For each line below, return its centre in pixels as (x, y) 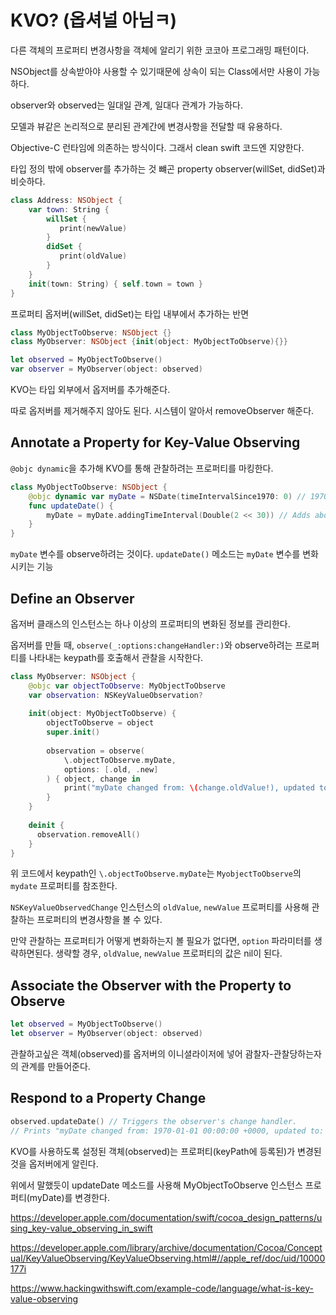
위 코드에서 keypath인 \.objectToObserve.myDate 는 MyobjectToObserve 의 (156, 873)
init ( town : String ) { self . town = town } (115, 284)
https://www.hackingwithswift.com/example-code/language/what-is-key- (162, 1288)
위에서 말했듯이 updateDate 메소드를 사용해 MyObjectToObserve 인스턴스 (156, 1185)
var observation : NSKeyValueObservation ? (115, 695)
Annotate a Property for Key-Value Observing (155, 442)
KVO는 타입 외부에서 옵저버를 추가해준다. (90, 390)
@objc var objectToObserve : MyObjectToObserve (127, 686)
